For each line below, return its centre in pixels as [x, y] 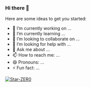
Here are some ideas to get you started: [46, 19]
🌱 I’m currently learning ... [39, 34]
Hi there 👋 [17, 8]
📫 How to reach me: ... [36, 55]
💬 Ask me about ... [31, 50]
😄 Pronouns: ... [28, 62]
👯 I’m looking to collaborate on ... [46, 39]
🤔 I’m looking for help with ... [42, 44]
